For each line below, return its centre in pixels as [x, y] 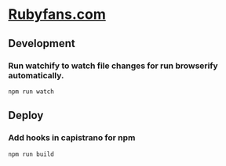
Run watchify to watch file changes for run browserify [113, 66]
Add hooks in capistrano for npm [72, 138]
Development [42, 43]
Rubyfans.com [57, 14]
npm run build [31, 154]
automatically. [36, 75]
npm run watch [31, 92]
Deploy [26, 115]
